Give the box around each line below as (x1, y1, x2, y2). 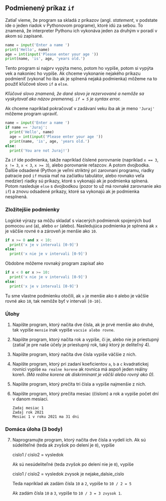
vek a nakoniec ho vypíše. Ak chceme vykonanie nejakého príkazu (5, 70, 141, 76)
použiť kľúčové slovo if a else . (5, 81, 68, 87)
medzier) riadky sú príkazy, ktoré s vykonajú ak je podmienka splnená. (5, 178, 149, 184)
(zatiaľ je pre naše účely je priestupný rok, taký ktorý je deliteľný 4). (12, 342, 151, 348)
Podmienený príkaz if (5, 4, 75, 12)
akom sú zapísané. (5, 33, 44, 39)
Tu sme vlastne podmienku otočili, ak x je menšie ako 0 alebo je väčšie (5, 292, 149, 299)
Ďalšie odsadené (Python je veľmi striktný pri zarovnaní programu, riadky (5, 167, 155, 173)
